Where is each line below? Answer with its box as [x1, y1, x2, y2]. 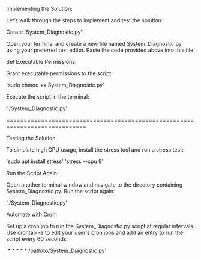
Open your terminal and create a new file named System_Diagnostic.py [6, 40, 182, 47]
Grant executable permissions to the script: [6, 70, 113, 77]
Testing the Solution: [6, 135, 57, 141]
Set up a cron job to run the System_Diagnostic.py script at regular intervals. [6, 223, 195, 229]
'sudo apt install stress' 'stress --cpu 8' [6, 158, 104, 165]
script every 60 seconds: [6, 235, 68, 243]
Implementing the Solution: [6, 5, 73, 12]
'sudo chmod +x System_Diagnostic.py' [6, 81, 105, 88]
